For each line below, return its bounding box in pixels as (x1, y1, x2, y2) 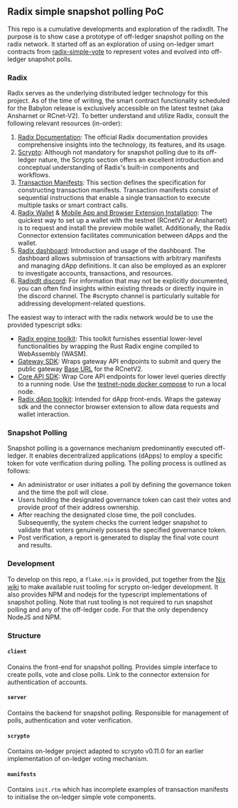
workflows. (17, 171, 51, 179)
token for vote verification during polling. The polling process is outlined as (7, 459, 227, 468)
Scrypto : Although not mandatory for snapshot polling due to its (17, 148, 205, 157)
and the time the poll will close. (17, 488, 109, 497)
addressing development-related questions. (17, 299, 146, 308)
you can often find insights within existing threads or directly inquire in (17, 284, 224, 293)
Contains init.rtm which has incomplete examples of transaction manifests (7, 785, 229, 794)
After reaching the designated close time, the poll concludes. (17, 510, 197, 519)
